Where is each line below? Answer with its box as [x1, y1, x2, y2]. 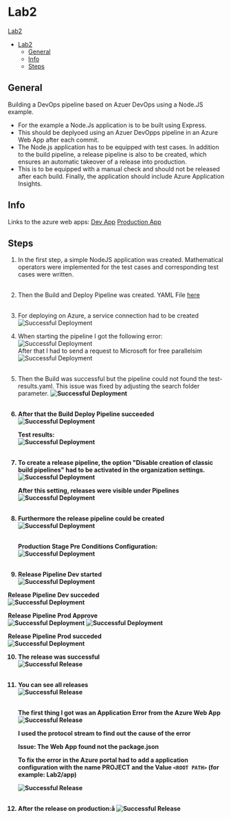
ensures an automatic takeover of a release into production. [17, 157, 188, 166]
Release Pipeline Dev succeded [8, 591, 100, 599]
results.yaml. [17, 382, 54, 391]
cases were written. [17, 270, 74, 279]
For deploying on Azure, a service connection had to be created [17, 312, 199, 320]
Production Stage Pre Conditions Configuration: [17, 543, 158, 551]
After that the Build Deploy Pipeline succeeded [17, 410, 155, 418]
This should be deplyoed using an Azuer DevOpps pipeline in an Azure [17, 128, 219, 136]
